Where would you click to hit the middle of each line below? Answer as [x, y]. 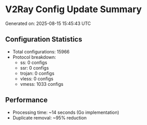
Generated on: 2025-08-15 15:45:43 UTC [48, 23]
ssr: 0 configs [34, 68]
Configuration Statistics [44, 39]
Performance [27, 100]
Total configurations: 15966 [41, 51]
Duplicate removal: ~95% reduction [50, 117]
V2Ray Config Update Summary [73, 9]
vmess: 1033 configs [42, 84]
